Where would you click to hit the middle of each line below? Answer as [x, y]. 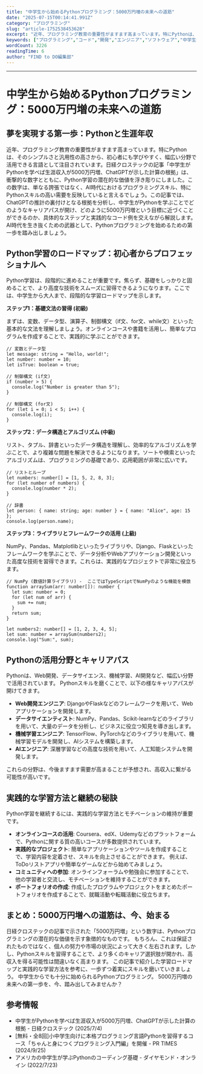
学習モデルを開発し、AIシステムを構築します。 [78, 741]
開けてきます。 [25, 691]
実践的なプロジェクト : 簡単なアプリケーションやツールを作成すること [101, 849]
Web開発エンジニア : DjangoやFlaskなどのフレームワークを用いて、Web [104, 704]
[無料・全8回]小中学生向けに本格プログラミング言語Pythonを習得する [101, 1036]
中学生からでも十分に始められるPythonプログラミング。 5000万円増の [105, 976]
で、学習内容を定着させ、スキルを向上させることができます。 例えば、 [103, 857]
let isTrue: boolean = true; [43, 365]
